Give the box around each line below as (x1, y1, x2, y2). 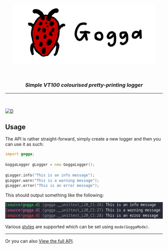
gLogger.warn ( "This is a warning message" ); (5, 178, 99, 183)
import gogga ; (5, 151, 35, 156)
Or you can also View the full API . (5, 238, 74, 244)
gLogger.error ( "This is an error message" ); (5, 183, 99, 188)
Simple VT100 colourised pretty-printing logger (24, 81, 143, 88)
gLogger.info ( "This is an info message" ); (5, 172, 95, 177)
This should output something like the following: (5, 192, 104, 198)
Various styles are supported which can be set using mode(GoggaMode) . (5, 224, 150, 230)
